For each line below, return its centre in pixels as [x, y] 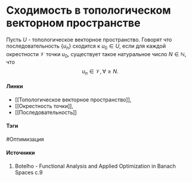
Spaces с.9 [29, 172]
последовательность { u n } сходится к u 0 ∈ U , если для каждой [86, 47]
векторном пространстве [73, 23]
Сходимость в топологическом [89, 10]
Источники [21, 153]
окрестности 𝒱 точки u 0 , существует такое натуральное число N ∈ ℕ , [96, 55]
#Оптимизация [25, 139]
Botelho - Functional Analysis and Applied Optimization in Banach [95, 166]
